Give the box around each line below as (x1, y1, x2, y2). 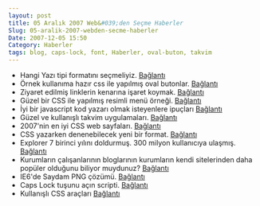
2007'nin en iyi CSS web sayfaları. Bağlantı (19, 121, 161, 130)
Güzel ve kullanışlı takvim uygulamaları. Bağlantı (19, 113, 178, 122)
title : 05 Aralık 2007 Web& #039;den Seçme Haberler (8, 19, 183, 27)
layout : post (8, 11, 52, 20)
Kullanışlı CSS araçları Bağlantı (19, 189, 120, 198)
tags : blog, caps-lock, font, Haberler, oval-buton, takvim (8, 49, 213, 56)
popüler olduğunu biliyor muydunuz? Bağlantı (19, 164, 169, 173)
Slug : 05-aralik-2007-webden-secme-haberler (8, 26, 159, 34)
